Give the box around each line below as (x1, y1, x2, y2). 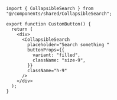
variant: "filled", (32, 52, 81, 58)
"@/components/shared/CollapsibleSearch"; (6, 11, 112, 17)
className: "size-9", (32, 57, 86, 63)
